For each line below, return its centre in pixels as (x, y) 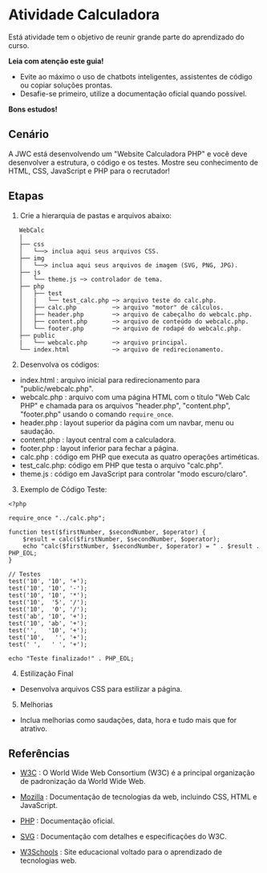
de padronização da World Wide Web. (83, 782)
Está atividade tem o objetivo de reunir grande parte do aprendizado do (126, 37)
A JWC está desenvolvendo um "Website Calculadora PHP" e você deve (128, 153)
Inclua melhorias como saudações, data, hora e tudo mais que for (128, 720)
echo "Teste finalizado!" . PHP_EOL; (71, 658)
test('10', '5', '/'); (48, 602)
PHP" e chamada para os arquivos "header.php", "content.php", (125, 405)
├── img (32, 258)
